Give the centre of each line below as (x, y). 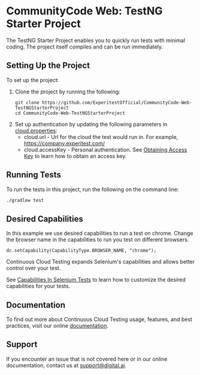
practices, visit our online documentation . (57, 326)
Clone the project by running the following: (68, 92)
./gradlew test (25, 200)
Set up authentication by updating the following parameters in (91, 124)
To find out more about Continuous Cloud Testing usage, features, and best (99, 319)
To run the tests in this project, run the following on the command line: (93, 189)
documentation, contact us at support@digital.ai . (66, 365)
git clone (27, 102)
